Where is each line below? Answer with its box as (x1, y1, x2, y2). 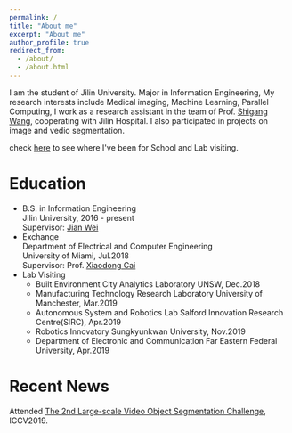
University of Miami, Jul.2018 (21, 250, 129, 261)
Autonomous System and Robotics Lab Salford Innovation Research (35, 306, 284, 317)
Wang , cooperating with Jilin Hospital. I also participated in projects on (9, 115, 269, 126)
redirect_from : (9, 46, 66, 55)
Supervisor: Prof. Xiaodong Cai (21, 259, 136, 270)
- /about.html (17, 63, 69, 72)
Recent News (9, 376, 109, 396)
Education (9, 174, 86, 194)
